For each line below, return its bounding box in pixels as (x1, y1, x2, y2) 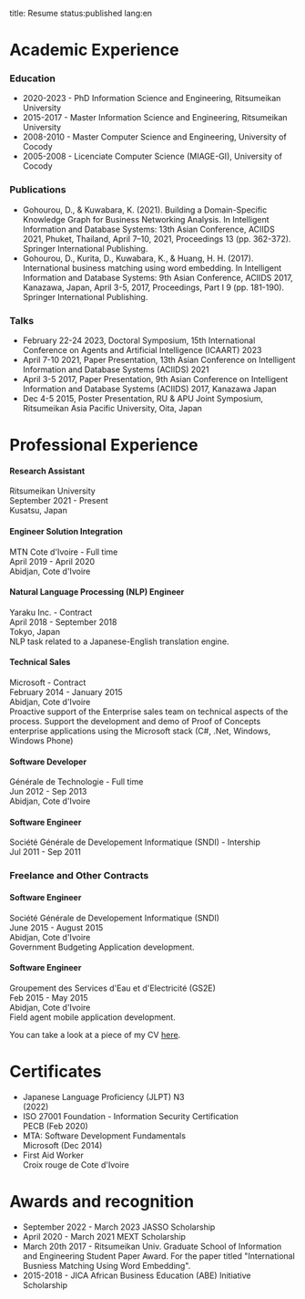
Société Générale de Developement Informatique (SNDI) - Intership (9, 837, 261, 847)
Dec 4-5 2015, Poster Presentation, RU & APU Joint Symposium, (22, 393, 264, 404)
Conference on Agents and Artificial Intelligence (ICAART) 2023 (22, 345, 262, 356)
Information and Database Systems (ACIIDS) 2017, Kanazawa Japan (22, 383, 278, 395)
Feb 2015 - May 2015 (9, 992, 88, 1003)
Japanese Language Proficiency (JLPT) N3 (22, 1091, 185, 1102)
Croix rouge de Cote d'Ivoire (22, 1159, 129, 1170)
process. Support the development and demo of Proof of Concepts (9, 716, 261, 727)
